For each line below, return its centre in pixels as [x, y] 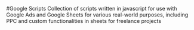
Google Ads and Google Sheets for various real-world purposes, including [97, 15]
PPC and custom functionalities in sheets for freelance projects [84, 21]
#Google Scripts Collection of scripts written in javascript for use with [92, 9]
